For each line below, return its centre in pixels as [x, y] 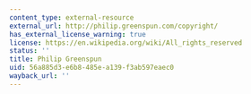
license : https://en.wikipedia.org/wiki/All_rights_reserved [126, 43]
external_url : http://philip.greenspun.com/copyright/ [114, 26]
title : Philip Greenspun [56, 59]
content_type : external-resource [72, 17]
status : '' [30, 51]
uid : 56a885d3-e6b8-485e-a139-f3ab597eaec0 [92, 68]
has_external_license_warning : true [78, 34]
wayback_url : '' [39, 76]
